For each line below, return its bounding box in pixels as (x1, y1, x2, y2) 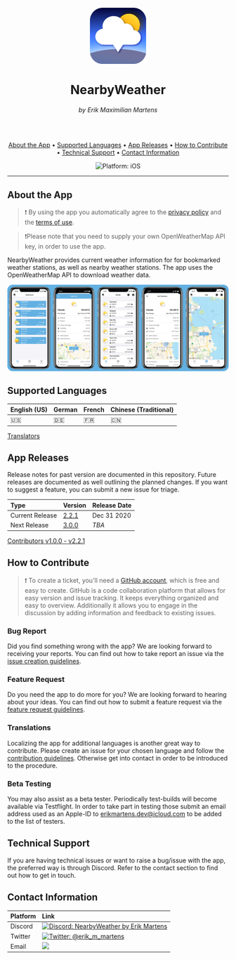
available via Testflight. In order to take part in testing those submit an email (7, 802, 226, 810)
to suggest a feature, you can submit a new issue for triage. (7, 485, 180, 494)
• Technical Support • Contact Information (56, 148, 180, 157)
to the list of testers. (7, 817, 65, 825)
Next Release (10, 521, 49, 530)
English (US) (10, 405, 48, 414)
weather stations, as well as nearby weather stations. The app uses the (7, 263, 214, 272)
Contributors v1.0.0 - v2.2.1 (7, 537, 86, 545)
